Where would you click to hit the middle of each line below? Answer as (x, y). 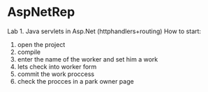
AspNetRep (41, 12)
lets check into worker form (57, 66)
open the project (41, 44)
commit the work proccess (56, 74)
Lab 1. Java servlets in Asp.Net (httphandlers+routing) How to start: (104, 31)
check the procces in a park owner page (75, 81)
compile (29, 52)
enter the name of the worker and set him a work (88, 59)
